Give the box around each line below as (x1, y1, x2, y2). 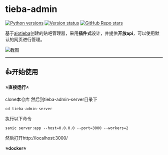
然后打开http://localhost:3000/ (5, 135, 68, 141)
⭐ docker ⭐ (5, 145, 26, 151)
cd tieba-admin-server (5, 106, 52, 111)
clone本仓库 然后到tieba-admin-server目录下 (5, 96, 97, 102)
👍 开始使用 (5, 68, 38, 76)
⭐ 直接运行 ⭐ (5, 84, 29, 90)
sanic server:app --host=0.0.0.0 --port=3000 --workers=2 (5, 126, 128, 131)
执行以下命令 (5, 116, 31, 122)
